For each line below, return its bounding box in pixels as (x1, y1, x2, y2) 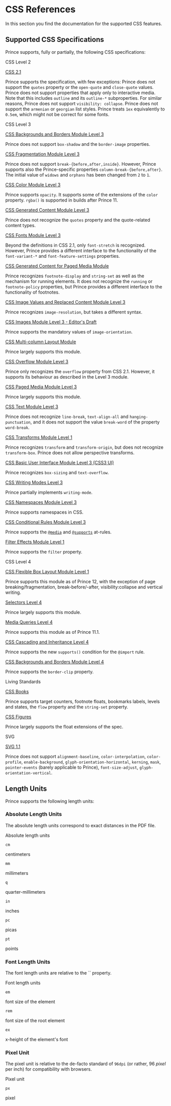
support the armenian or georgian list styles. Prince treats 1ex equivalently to (5, 106, 165, 112)
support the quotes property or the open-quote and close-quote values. (5, 84, 154, 90)
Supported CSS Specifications (5, 35, 104, 44)
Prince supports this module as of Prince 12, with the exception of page (5, 578, 156, 584)
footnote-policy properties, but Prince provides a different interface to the (5, 283, 162, 290)
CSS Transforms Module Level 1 (5, 434, 72, 440)
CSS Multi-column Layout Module (5, 339, 77, 345)
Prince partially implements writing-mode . (5, 489, 93, 495)
